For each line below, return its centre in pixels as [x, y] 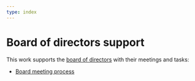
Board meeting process [45, 71]
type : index [21, 12]
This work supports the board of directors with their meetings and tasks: [98, 60]
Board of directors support [75, 42]
